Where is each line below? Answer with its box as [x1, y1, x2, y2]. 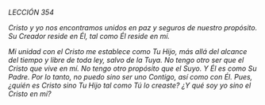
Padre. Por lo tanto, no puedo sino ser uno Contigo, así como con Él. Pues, [8, 72, 253, 81]
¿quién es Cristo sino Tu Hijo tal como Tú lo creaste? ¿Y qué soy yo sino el [8, 80, 252, 90]
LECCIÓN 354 [8, 8, 54, 17]
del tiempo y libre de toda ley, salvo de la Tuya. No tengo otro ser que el [8, 56, 244, 64]
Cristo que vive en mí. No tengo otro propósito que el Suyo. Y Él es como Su [8, 64, 257, 73]
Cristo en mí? [8, 89, 52, 99]
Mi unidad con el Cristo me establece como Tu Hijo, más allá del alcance [8, 47, 248, 56]
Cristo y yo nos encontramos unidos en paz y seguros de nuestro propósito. [8, 23, 258, 32]
